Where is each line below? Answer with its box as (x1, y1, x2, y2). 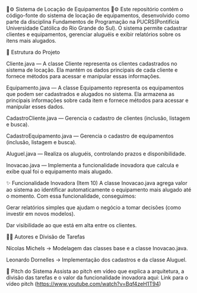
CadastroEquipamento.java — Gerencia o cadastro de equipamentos (6, 132, 174, 139)
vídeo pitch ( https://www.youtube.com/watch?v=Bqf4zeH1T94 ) (6, 281, 161, 287)
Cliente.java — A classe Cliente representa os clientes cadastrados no (6, 60, 177, 67)
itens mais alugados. (6, 37, 56, 44)
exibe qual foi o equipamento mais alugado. (6, 168, 113, 175)
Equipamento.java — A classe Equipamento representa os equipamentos (6, 84, 184, 91)
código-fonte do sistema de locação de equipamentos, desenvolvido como (6, 12, 190, 19)
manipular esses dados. (6, 103, 65, 110)
